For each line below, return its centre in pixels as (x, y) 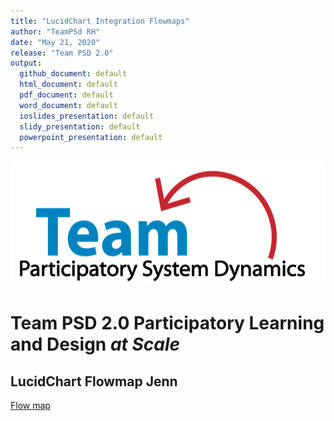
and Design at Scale (95, 344)
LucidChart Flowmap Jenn (94, 381)
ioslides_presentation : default (87, 116)
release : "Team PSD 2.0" (62, 53)
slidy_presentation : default (80, 126)
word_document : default (68, 105)
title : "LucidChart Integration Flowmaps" (100, 21)
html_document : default (68, 85)
